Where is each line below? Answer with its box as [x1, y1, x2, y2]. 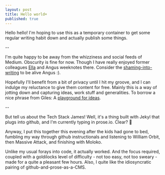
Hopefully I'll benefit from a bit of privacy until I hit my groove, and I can [5, 79, 151, 85]
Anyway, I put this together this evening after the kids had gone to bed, [5, 129, 149, 135]
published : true [5, 16, 38, 21]
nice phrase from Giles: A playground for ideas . [5, 95, 101, 101]
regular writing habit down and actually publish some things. [5, 35, 128, 41]
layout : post [5, 7, 32, 12]
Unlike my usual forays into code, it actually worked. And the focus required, [5, 148, 160, 155]
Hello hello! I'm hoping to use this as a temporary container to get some [5, 30, 150, 36]
